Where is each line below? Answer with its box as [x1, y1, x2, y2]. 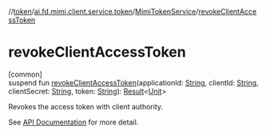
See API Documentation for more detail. [8, 117, 139, 127]
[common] [8, 69, 42, 79]
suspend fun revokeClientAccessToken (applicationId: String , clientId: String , [8, 77, 259, 87]
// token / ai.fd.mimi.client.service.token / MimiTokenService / [8, 7, 199, 16]
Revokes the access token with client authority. [8, 101, 164, 111]
